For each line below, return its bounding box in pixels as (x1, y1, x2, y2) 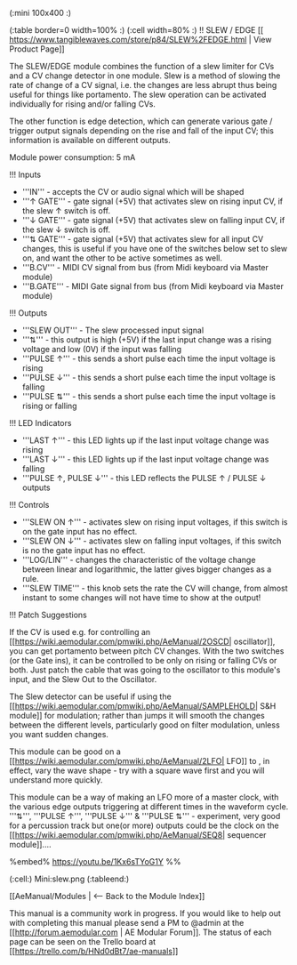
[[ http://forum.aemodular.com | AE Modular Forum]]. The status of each (9, 927, 272, 937)
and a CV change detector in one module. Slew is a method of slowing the (9, 70, 281, 81)
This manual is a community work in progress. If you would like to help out (9, 908, 282, 919)
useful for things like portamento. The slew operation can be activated (9, 89, 267, 100)
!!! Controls (9, 500, 50, 510)
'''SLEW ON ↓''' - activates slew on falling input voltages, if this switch (21, 535, 282, 546)
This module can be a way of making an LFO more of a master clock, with (9, 792, 279, 802)
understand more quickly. (9, 775, 103, 785)
